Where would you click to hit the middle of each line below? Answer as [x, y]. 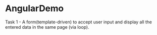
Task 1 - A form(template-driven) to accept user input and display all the [78, 22]
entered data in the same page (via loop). [47, 27]
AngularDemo [34, 9]
